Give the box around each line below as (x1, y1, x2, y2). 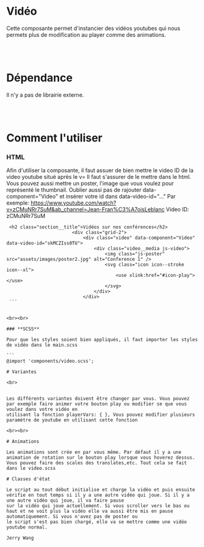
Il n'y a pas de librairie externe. (6, 91, 84, 99)
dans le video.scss (6, 466, 56, 472)
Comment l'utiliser (6, 131, 103, 145)
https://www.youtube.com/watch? (30, 199, 117, 206)
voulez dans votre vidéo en (6, 406, 78, 413)
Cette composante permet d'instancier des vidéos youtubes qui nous (6, 25, 181, 32)
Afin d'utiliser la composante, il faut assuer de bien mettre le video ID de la (6, 167, 194, 174)
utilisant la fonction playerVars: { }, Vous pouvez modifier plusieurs (6, 412, 195, 418)
